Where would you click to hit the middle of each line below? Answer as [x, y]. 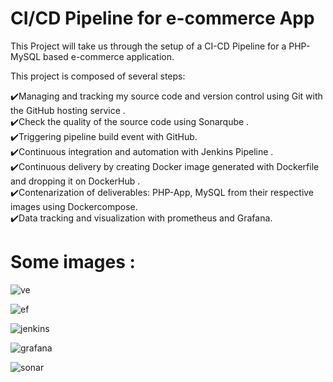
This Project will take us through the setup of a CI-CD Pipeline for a [148, 46]
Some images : [73, 262]
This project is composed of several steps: [98, 76]
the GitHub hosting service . [68, 110]
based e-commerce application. [109, 56]
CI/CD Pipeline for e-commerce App [162, 18]
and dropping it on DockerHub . [75, 181]
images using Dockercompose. [74, 206]
